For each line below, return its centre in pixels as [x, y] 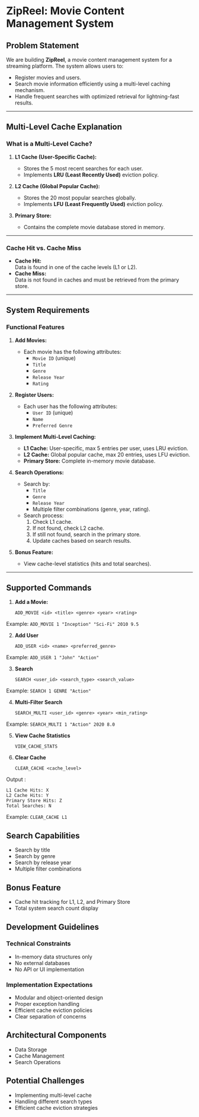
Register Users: [34, 395]
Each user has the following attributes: [70, 406]
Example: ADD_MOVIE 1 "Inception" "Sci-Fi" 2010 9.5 [73, 624]
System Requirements [48, 310]
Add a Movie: [31, 602]
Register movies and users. [48, 77]
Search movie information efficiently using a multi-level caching [92, 84]
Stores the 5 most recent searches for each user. [83, 168]
